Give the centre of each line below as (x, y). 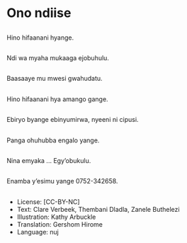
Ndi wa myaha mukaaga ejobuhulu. (58, 57)
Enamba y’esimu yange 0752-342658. (62, 181)
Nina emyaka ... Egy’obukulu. (49, 160)
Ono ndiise (39, 13)
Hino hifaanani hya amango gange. (57, 99)
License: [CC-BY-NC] (48, 202)
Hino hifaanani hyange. (40, 38)
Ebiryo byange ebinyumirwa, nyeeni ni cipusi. (73, 120)
